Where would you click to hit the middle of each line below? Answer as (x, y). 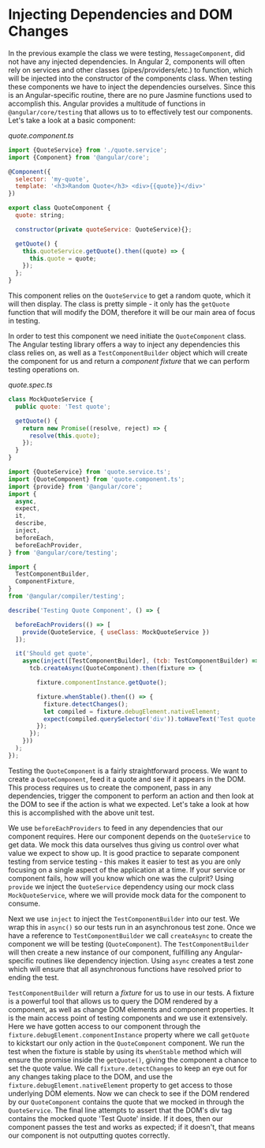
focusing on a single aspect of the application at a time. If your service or (127, 869)
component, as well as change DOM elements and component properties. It (131, 1009)
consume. (24, 903)
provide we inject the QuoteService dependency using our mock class (121, 887)
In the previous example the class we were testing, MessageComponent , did (127, 53)
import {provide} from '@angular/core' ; (76, 486)
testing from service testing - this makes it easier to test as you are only (125, 861)
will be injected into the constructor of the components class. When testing (130, 78)
